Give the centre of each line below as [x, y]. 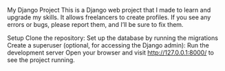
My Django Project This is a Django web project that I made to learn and [109, 10]
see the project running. [41, 60]
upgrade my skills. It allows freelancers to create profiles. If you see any [109, 17]
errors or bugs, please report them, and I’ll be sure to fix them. [95, 24]
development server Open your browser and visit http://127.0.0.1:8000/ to [111, 52]
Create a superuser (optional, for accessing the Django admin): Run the [108, 45]
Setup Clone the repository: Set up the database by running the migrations [113, 38]
